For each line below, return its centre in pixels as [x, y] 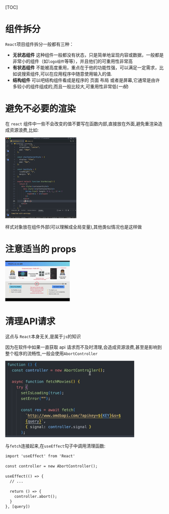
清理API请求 [30, 321]
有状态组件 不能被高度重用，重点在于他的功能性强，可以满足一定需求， [86, 67]
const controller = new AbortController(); [52, 467]
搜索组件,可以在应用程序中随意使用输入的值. [67, 74]
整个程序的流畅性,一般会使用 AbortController [52, 353]
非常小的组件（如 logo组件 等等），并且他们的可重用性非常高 [73, 61]
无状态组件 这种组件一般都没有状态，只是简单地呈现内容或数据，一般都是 [88, 55]
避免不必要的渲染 [41, 109]
